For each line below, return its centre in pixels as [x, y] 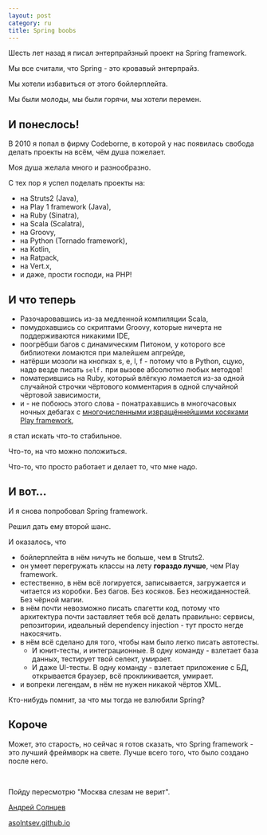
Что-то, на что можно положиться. [68, 451]
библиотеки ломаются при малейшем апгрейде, [102, 353]
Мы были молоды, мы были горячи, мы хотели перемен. [105, 100]
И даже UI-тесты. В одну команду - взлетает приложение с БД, [140, 667]
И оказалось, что [37, 542]
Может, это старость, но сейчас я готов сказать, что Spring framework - [131, 744]
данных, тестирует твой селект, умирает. [102, 659]
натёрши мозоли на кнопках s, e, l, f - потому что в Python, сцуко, [132, 361]
